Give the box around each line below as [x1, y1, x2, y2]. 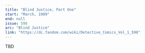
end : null [5, 16, 26, 21]
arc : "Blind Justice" [5, 26, 50, 30]
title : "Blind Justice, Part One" [5, 7, 77, 12]
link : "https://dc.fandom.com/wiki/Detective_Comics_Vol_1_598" [5, 30, 141, 35]
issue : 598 [5, 21, 28, 26]
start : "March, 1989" [5, 12, 50, 17]
